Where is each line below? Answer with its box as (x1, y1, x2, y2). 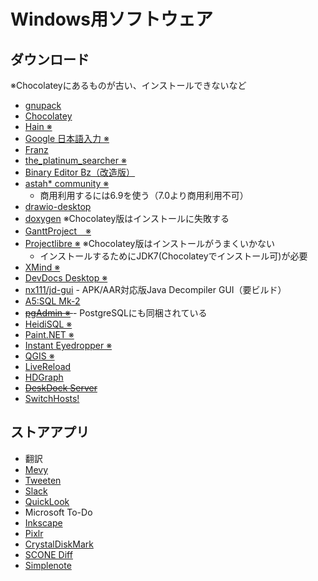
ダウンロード (10, 51, 90, 68)
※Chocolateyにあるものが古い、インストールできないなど (10, 80, 247, 91)
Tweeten (24, 474, 62, 486)
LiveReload (24, 361, 72, 372)
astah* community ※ (24, 178, 110, 189)
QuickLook (24, 495, 70, 507)
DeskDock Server (24, 382, 98, 394)
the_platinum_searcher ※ (24, 155, 127, 166)
